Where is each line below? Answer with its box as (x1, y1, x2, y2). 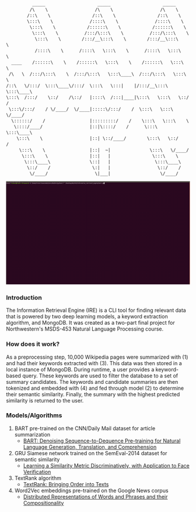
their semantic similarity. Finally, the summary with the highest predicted (6, 390, 180, 398)
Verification (23, 468, 51, 475)
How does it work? (6, 340, 60, 348)
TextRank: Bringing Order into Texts (23, 480, 109, 487)
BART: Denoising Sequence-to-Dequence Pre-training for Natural (23, 437, 181, 444)
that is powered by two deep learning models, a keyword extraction (6, 313, 168, 320)
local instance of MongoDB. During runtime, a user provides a (6, 366, 155, 373)
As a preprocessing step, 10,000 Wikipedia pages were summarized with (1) (6, 353, 188, 360)
